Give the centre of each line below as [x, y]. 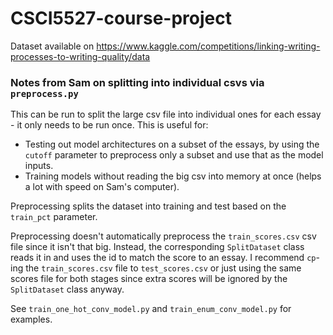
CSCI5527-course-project [121, 18]
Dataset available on [52, 46]
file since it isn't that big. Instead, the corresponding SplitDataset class [157, 247]
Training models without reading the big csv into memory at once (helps [173, 176]
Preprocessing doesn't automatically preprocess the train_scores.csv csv [163, 236]
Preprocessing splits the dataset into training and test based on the [148, 206]
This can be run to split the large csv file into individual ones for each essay [166, 114]
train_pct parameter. [54, 217]
